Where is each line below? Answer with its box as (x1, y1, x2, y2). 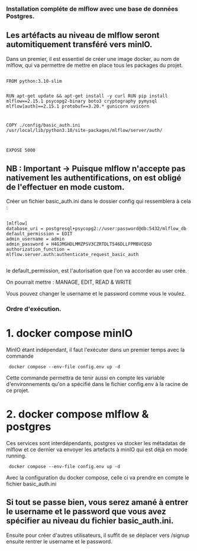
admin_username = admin (6, 236, 65, 242)
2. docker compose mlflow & (6, 407, 149, 421)
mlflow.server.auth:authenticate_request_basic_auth (6, 252, 139, 258)
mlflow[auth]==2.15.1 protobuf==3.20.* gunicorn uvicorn (6, 103, 150, 109)
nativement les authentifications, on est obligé (6, 173, 182, 183)
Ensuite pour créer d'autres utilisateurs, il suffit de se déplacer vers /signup (6, 531, 190, 539)
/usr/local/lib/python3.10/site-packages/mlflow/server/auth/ (6, 128, 163, 134)
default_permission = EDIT (6, 231, 73, 237)
